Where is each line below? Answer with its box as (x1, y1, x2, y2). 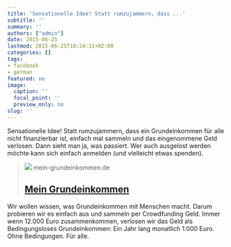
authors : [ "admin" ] (7, 29, 64, 37)
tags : (7, 56, 23, 63)
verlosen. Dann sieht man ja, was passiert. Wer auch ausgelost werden (7, 141, 211, 150)
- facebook (7, 62, 39, 69)
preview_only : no (13, 101, 64, 108)
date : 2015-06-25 (7, 36, 58, 43)
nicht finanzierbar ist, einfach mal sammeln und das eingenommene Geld (7, 134, 218, 142)
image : (7, 82, 27, 89)
